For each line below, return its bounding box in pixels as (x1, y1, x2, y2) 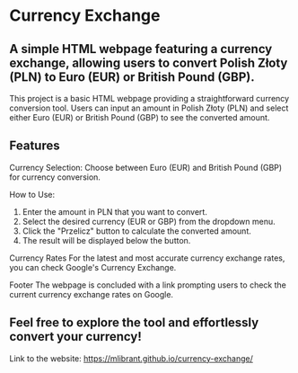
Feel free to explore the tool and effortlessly (9, 315, 259, 331)
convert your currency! (9, 329, 142, 344)
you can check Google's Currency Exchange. (9, 262, 177, 272)
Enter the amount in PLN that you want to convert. (22, 206, 208, 217)
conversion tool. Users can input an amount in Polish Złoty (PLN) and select (9, 102, 289, 113)
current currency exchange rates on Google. (9, 289, 173, 299)
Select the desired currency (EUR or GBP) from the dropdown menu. (22, 216, 276, 226)
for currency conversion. (9, 172, 101, 182)
